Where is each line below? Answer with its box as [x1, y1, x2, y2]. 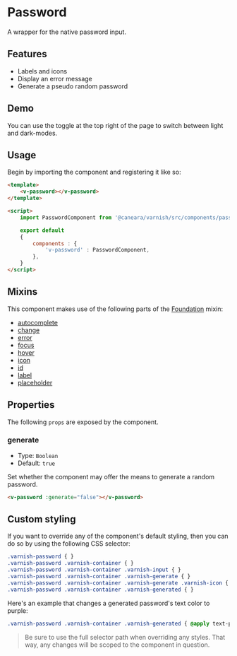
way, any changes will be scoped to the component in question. [24, 640, 210, 649]
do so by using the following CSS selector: [7, 539, 130, 548]
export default [20, 227, 65, 234]
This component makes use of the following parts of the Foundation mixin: [7, 305, 224, 313]
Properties [7, 399, 55, 411]
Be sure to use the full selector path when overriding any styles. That [24, 633, 226, 641]
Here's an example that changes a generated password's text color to [7, 599, 210, 607]
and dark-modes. [7, 129, 58, 137]
